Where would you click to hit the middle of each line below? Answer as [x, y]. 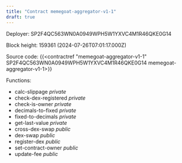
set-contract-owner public [46, 148]
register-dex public [37, 141]
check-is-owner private [43, 104]
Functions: [19, 80]
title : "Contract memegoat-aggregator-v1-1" [61, 11]
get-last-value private [41, 123]
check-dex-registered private [50, 98]
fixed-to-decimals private [45, 116]
